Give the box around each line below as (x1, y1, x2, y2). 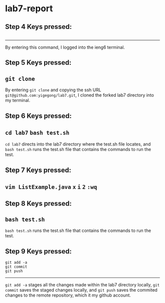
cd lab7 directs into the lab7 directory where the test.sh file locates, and (5, 141, 151, 147)
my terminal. (5, 98, 30, 103)
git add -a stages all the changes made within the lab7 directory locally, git (5, 282, 160, 288)
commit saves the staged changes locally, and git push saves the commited (5, 287, 158, 293)
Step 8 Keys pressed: (5, 199, 72, 207)
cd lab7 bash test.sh (5, 129, 70, 136)
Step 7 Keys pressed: (5, 166, 71, 174)
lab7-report (5, 3, 53, 14)
